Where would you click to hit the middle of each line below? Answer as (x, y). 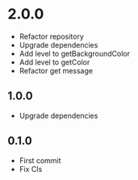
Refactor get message (56, 70)
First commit (40, 160)
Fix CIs (31, 169)
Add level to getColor (54, 62)
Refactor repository (51, 36)
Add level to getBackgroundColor (75, 53)
